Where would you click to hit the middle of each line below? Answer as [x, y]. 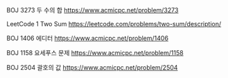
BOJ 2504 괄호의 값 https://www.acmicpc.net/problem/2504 [92, 67]
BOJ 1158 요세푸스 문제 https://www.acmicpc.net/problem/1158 [95, 53]
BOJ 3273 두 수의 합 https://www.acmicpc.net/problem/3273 [93, 10]
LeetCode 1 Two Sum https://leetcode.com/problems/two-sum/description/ [114, 24]
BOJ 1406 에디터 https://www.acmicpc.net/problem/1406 [88, 38]
